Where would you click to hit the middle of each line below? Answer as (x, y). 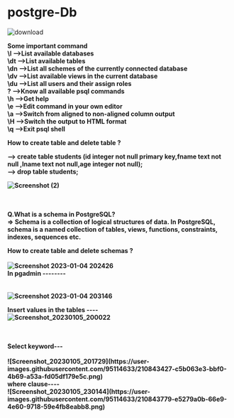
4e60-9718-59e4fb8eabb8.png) (56, 407)
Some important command (48, 45)
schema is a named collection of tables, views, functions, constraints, (112, 229)
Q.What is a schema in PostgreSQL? (61, 214)
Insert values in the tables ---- (53, 309)
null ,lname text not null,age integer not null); (75, 164)
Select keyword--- (35, 346)
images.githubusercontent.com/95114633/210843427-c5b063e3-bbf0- (117, 369)
